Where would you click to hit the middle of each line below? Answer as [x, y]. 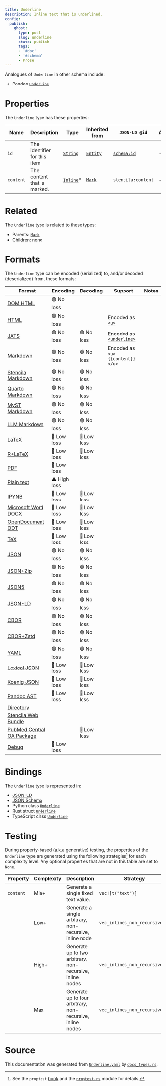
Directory [19, 708]
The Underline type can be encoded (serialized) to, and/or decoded [74, 273]
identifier [41, 150]
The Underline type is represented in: [43, 786]
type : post [29, 33]
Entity [94, 153]
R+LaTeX [18, 454]
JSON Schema [27, 800]
